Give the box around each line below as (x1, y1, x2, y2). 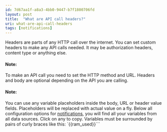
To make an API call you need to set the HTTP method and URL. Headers (5, 72, 155, 78)
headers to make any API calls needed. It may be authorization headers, (5, 45, 153, 51)
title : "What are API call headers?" (5, 16, 86, 21)
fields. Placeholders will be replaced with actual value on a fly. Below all (5, 105, 153, 111)
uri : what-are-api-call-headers (5, 21, 72, 26)
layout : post (5, 12, 32, 17)
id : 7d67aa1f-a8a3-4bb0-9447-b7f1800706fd (5, 7, 95, 12)
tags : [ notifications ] (5, 26, 52, 31)
